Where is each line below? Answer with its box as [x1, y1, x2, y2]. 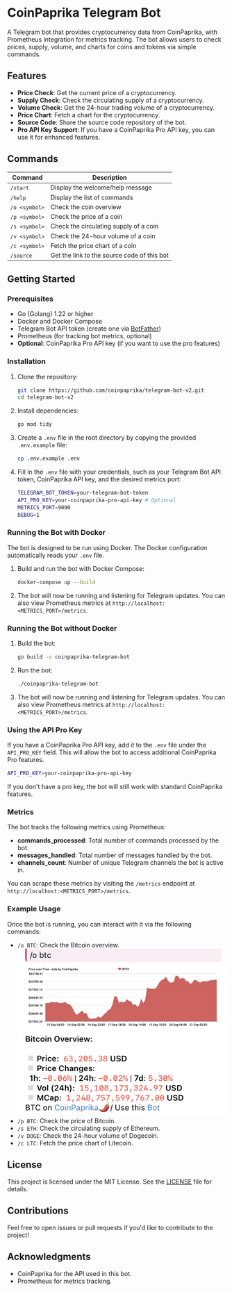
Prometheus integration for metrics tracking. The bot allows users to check [7, 35, 222, 43]
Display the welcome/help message [50, 183, 153, 192]
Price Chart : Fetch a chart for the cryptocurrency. [17, 110, 160, 119]
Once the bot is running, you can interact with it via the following [7, 920, 192, 928]
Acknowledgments [7, 1251, 92, 1263]
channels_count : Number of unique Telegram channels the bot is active [17, 859, 224, 867]
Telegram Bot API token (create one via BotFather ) [17, 324, 162, 333]
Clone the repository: [17, 372, 78, 381]
